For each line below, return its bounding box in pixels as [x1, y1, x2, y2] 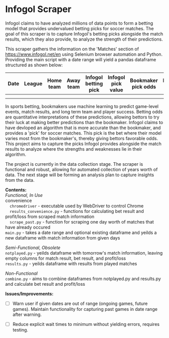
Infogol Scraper [5, 4, 71, 15]
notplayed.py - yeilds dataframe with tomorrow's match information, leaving [5, 250, 163, 256]
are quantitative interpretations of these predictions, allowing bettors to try [5, 114, 159, 120]
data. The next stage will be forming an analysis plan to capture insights [5, 172, 154, 178]
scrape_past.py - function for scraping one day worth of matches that [10, 218, 154, 224]
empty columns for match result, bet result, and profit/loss [5, 255, 126, 261]
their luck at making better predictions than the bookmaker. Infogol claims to [5, 119, 163, 125]
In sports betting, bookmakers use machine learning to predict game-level [5, 103, 159, 109]
